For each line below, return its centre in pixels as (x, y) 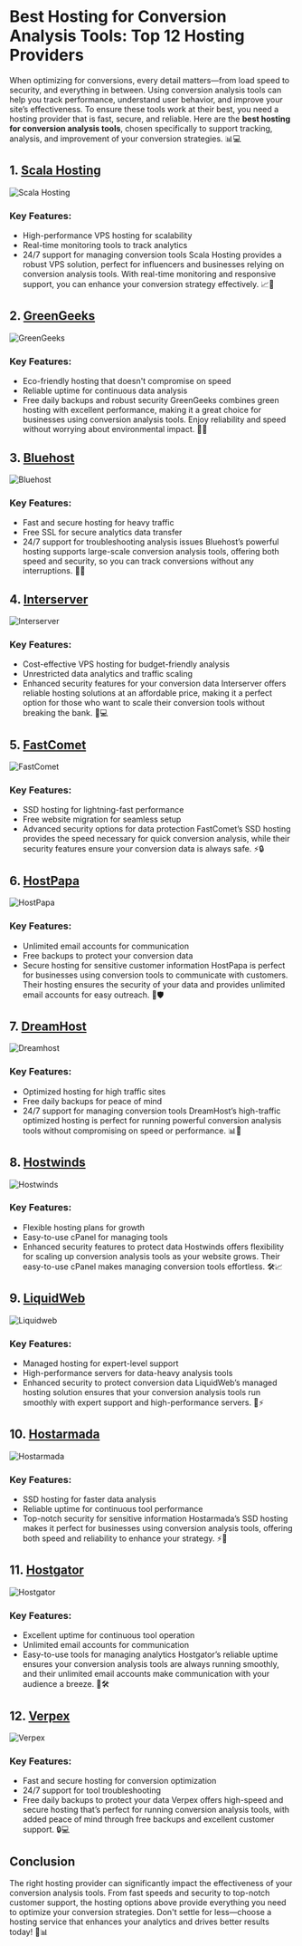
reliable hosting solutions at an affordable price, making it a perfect (147, 693)
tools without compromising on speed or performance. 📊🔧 (132, 1131)
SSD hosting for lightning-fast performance (103, 810)
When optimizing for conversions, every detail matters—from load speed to (150, 80)
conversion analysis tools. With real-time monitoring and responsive (149, 275)
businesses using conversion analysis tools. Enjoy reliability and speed (154, 419)
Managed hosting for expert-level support (100, 1363)
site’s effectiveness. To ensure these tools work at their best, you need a (144, 109)
